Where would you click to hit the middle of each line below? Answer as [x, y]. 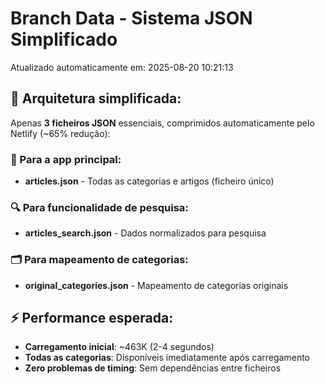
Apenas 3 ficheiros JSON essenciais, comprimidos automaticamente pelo [162, 123]
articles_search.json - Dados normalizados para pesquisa [145, 233]
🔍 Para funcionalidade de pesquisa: [99, 207]
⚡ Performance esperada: [92, 318]
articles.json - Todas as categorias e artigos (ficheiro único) [149, 181]
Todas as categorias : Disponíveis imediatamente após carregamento [167, 358]
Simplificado [64, 39]
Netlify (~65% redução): [60, 133]
